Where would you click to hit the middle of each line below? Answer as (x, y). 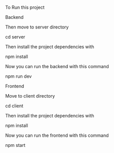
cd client (14, 106)
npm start (15, 145)
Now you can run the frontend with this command (57, 135)
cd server (15, 37)
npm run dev (18, 76)
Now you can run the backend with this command (57, 66)
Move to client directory (30, 96)
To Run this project (25, 7)
